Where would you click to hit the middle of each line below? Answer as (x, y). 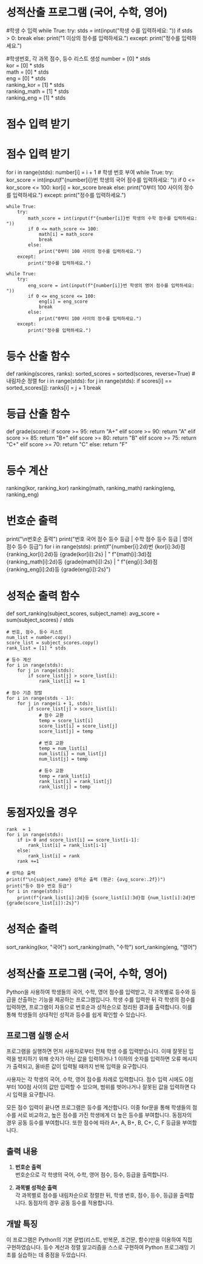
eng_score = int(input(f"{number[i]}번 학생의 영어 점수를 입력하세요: (111, 286)
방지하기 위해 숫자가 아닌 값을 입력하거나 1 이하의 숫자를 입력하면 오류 (99, 1059)
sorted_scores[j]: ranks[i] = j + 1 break (54, 388)
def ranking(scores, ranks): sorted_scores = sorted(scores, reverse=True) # (101, 374)
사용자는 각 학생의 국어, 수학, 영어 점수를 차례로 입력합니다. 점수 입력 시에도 (95, 1079)
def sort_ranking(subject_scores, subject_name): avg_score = (83, 613)
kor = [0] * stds (25, 65)
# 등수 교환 (51, 771)
